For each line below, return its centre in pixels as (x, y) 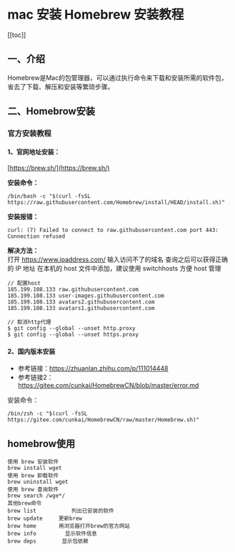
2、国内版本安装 (31, 351)
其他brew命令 (25, 503)
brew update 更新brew (45, 518)
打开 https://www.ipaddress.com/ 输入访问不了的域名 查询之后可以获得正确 (118, 260)
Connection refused (36, 236)
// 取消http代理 (29, 322)
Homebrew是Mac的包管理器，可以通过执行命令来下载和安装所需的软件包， (117, 77)
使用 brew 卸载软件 (33, 476)
